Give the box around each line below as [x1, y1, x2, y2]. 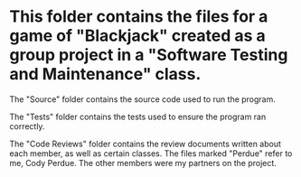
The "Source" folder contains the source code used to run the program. [9, 93, 276, 105]
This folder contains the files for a [9, 6, 268, 27]
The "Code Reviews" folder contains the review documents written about [9, 138, 282, 149]
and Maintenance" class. [9, 64, 202, 85]
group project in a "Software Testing [9, 45, 288, 65]
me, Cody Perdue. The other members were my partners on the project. [9, 157, 277, 168]
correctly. [9, 120, 45, 132]
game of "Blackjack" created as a [9, 25, 267, 46]
